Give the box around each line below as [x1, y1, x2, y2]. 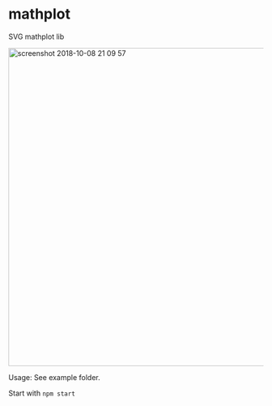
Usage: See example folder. [8, 372, 101, 382]
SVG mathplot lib [8, 32, 65, 41]
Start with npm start [8, 388, 75, 398]
